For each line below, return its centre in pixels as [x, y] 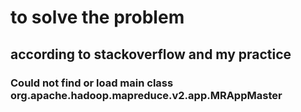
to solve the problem [97, 17]
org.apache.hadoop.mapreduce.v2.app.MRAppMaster [146, 95]
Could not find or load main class [92, 83]
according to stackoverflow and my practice [151, 54]
